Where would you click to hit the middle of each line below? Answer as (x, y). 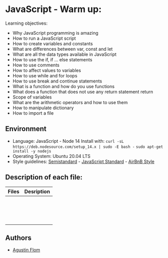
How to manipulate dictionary (43, 108)
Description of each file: (44, 177)
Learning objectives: (26, 23)
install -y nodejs (32, 151)
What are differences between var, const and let (63, 49)
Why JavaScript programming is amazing (55, 33)
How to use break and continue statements (57, 81)
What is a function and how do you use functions (64, 86)
